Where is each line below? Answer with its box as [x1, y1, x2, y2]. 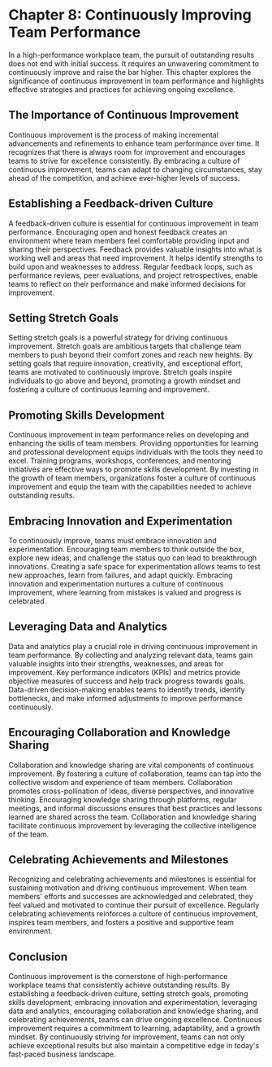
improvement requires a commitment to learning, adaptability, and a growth [8, 1024, 261, 1034]
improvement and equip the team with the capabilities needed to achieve [8, 482, 252, 492]
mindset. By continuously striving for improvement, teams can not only [8, 1032, 245, 1042]
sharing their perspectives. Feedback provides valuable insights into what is [8, 244, 262, 254]
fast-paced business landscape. [8, 1049, 116, 1060]
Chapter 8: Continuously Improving [8, 6, 252, 24]
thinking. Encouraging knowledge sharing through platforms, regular [8, 794, 237, 804]
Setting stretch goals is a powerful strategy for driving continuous [8, 332, 229, 343]
